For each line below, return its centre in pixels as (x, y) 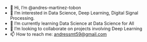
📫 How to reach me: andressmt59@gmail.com (58, 34)
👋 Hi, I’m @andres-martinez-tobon (45, 8)
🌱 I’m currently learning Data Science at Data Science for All (72, 23)
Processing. (22, 18)
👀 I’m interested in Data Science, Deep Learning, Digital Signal (74, 13)
